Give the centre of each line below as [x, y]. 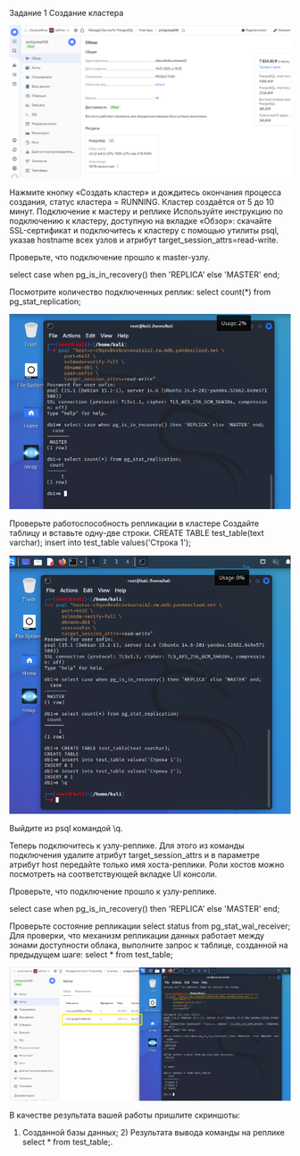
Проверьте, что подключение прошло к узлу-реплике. [113, 891]
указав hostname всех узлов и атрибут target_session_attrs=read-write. [144, 240]
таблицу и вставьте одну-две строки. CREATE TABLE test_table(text [137, 532]
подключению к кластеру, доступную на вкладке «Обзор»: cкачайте [141, 221]
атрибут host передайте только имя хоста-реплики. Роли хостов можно [147, 864]
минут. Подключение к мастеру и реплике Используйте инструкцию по [146, 211]
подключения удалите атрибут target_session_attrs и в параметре [135, 854]
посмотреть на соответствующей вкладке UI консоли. [113, 874]
